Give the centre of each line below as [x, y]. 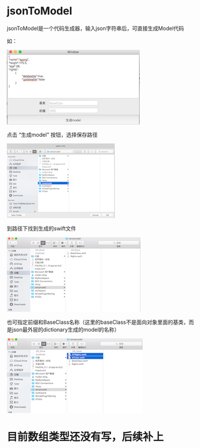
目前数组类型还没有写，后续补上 [85, 437]
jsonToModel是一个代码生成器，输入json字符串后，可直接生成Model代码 [96, 28]
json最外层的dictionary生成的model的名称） [66, 329]
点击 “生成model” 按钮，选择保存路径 [52, 134]
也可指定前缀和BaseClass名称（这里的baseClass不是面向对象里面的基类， [98, 322]
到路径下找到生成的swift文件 [41, 228]
